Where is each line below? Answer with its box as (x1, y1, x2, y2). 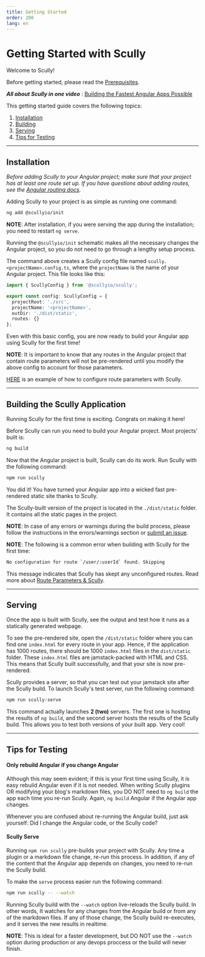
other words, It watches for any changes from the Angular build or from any (6, 907, 196, 914)
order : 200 (6, 15, 34, 21)
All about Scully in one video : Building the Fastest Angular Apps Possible (6, 90, 193, 98)
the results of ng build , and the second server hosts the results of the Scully (6, 715, 199, 722)
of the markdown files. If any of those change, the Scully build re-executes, (6, 914, 196, 921)
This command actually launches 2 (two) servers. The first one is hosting (6, 708, 190, 715)
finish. (6, 945, 22, 952)
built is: (6, 433, 25, 441)
